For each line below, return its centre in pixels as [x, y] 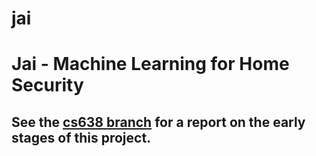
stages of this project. [81, 137]
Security [47, 85]
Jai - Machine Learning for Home [150, 64]
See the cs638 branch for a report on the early [158, 122]
